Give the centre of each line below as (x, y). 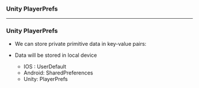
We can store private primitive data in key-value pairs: (81, 43)
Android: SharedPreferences (58, 73)
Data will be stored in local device (56, 55)
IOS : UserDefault (45, 66)
